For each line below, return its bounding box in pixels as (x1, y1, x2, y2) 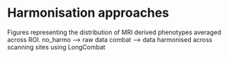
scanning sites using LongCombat (7, 43, 106, 51)
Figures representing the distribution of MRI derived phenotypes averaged (7, 28, 222, 36)
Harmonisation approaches (7, 5, 169, 21)
